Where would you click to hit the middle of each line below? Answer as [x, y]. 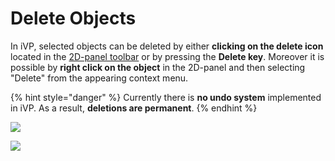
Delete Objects [73, 18]
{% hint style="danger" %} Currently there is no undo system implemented [166, 97]
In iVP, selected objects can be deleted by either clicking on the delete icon [167, 46]
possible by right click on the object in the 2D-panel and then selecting [158, 67]
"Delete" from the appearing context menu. [99, 78]
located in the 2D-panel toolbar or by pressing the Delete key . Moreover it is [167, 56]
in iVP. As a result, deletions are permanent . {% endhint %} [134, 108]
